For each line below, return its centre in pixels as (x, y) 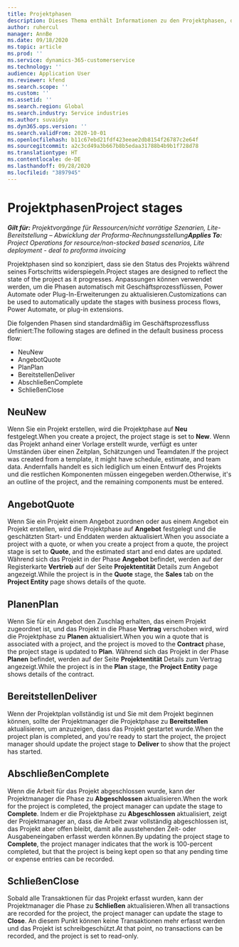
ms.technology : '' (34, 67)
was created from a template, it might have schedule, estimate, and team (114, 459)
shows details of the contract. (51, 674)
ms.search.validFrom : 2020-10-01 (57, 133)
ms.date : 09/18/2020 (38, 41)
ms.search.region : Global (46, 107)
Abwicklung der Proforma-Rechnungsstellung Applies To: (138, 235)
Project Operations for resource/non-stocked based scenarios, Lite (106, 242)
